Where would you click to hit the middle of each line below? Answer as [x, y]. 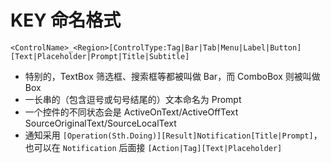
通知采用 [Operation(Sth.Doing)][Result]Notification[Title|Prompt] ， [173, 135]
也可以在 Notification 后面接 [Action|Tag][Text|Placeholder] [153, 147]
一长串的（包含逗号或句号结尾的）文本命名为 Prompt [133, 99]
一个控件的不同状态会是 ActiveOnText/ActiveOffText [131, 112]
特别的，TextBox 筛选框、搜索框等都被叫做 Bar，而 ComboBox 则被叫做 [172, 76]
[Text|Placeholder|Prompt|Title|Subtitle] [100, 56]
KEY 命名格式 [66, 20]
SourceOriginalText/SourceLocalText [100, 123]
